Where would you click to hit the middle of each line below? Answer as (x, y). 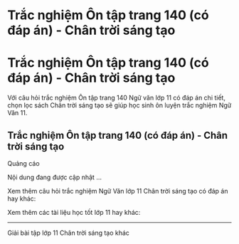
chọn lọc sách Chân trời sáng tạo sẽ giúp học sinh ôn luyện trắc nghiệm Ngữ (119, 105)
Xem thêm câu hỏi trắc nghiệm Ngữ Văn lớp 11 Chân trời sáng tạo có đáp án (118, 191)
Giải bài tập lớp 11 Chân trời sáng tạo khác (69, 233)
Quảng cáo (24, 163)
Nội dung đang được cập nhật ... (54, 177)
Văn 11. (17, 113)
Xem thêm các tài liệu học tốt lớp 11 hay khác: (74, 212)
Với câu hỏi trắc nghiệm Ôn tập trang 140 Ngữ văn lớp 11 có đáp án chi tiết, (117, 98)
